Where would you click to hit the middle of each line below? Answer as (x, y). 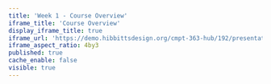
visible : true (32, 68)
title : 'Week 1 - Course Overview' (68, 16)
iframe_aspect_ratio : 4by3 (54, 46)
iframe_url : (28, 38)
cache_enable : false (43, 61)
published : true (35, 53)
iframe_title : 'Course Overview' (65, 23)
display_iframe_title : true (56, 30)
